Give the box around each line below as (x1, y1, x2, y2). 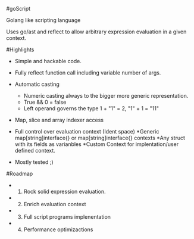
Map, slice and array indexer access (14, 116, 104, 123)
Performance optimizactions (23, 226, 93, 233)
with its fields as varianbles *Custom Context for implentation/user (14, 141, 179, 148)
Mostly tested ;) (14, 159, 54, 166)
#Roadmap (6, 170, 33, 177)
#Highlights (6, 46, 35, 53)
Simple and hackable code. (14, 58, 82, 64)
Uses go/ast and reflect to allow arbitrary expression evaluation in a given (6, 28, 187, 35)
